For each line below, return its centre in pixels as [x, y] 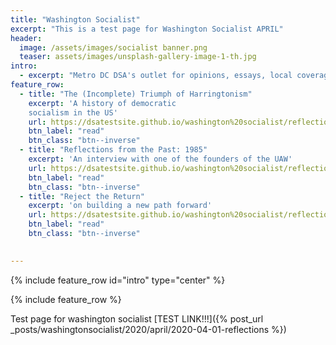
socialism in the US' [73, 112]
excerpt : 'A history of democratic [102, 103]
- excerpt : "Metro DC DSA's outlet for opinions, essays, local [156, 76]
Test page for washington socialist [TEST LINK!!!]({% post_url [137, 318]
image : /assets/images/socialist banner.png [113, 47]
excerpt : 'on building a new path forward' [120, 206]
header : [26, 38]
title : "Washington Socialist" [75, 19]
